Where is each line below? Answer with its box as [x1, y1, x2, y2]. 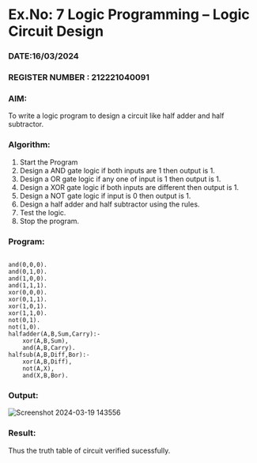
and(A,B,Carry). [22, 343, 77, 351]
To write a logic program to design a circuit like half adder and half [8, 111, 225, 120]
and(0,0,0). [8, 260, 47, 268]
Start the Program [19, 157, 78, 167]
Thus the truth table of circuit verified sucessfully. [8, 446, 171, 455]
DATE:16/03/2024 [8, 51, 79, 62]
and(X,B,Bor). [22, 371, 69, 379]
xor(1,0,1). [8, 302, 47, 310]
